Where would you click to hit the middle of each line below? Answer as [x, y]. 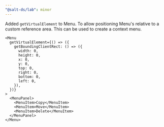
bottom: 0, [29, 77]
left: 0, [27, 81]
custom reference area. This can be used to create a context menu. [73, 29]
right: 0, [28, 72]
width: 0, [28, 51]
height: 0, [29, 55]
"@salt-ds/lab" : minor [28, 10]
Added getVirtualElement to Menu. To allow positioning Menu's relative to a [82, 24]
